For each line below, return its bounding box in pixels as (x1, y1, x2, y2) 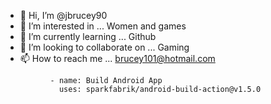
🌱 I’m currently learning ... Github (19, 31, 157, 42)
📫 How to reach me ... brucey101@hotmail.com (19, 53, 216, 64)
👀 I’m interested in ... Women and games (19, 20, 187, 32)
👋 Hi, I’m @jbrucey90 (19, 10, 108, 21)
